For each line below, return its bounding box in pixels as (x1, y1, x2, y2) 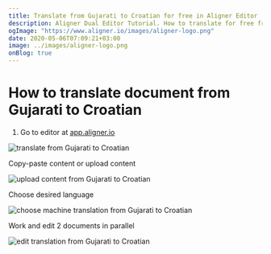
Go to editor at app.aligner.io (19, 127, 115, 137)
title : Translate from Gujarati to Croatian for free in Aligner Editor (8, 11, 258, 20)
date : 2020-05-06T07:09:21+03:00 (8, 34, 121, 43)
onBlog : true (8, 49, 52, 57)
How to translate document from (8, 84, 231, 102)
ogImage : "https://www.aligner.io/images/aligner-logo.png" (8, 27, 215, 35)
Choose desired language (8, 190, 94, 199)
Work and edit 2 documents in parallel (8, 220, 135, 230)
